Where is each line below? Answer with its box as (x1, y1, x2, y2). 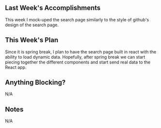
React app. (5, 64, 27, 70)
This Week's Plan (5, 36, 59, 44)
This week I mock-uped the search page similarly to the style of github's (5, 16, 149, 22)
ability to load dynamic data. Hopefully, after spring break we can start (5, 54, 146, 60)
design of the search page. (5, 22, 59, 28)
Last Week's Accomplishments (5, 4, 101, 12)
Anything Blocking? (5, 79, 66, 87)
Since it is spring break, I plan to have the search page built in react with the (5, 48, 156, 55)
